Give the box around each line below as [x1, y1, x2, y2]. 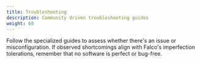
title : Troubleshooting [6, 9, 67, 15]
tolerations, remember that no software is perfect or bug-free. [6, 50, 163, 57]
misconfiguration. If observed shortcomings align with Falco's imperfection [6, 43, 196, 51]
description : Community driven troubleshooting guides [6, 15, 149, 21]
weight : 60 [6, 20, 34, 26]
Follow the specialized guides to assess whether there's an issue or [6, 37, 177, 45]
